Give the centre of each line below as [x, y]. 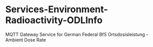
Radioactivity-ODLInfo [54, 20]
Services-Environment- [57, 9]
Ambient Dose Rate [26, 40]
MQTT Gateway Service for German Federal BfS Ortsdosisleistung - [77, 34]
